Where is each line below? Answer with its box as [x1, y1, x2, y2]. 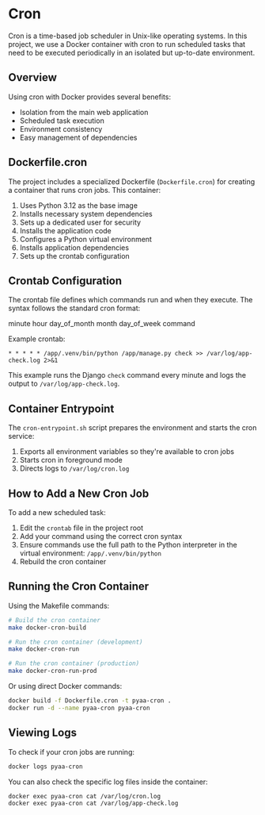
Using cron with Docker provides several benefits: [8, 92, 172, 102]
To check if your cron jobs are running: [8, 747, 135, 756]
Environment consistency [19, 124, 103, 133]
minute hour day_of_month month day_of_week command [8, 319, 195, 329]
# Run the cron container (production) [8, 659, 140, 667]
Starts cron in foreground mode [19, 456, 123, 465]
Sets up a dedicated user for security [19, 217, 141, 227]
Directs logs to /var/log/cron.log [19, 463, 130, 473]
